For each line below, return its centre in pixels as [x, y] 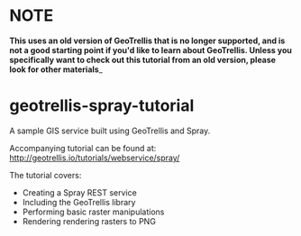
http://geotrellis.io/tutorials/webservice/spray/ [95, 158]
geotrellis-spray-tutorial [102, 106]
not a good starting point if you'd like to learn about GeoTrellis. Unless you [151, 50]
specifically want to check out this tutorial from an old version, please [143, 59]
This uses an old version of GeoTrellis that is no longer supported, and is [147, 41]
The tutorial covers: [46, 175]
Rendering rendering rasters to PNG [89, 221]
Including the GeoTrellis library [79, 202]
